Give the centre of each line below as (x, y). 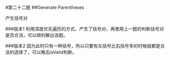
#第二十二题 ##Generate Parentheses (45, 7)
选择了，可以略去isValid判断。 (46, 52)
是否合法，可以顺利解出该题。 (36, 35)
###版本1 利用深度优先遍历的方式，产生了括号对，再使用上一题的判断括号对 (85, 29)
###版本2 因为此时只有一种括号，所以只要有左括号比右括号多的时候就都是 (83, 46)
